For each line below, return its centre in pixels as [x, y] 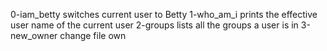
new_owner [34, 35]
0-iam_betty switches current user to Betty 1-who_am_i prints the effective [164, 14]
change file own [93, 35]
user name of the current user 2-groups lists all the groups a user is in [154, 25]
